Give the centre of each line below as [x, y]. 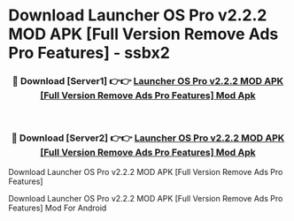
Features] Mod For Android [58, 208]
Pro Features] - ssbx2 [89, 53]
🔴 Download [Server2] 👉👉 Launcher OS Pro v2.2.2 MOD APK [148, 138]
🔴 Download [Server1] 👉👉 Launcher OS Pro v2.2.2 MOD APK [148, 81]
